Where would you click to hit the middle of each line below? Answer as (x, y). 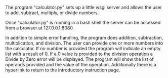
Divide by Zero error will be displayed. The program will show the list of (79, 59)
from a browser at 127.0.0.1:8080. (40, 28)
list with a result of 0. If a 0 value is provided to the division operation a (79, 54)
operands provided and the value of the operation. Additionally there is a (81, 65)
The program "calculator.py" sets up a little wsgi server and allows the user (83, 7)
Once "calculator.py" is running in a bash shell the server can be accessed (83, 23)
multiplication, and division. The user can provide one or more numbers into (84, 43)
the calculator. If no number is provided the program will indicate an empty (83, 48)
